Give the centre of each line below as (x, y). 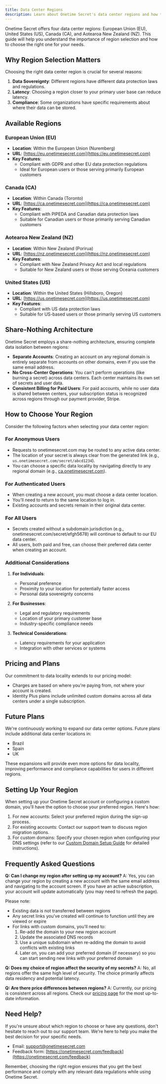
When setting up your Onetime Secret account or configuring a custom (77, 802)
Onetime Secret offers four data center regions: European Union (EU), (76, 28)
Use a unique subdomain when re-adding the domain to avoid (83, 942)
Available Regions (33, 123)
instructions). (26, 848)
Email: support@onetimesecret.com (49, 1046)
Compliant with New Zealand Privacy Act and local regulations (83, 264)
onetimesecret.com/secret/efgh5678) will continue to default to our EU (84, 534)
